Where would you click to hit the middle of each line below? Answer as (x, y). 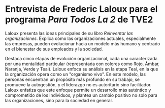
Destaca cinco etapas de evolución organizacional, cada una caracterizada (81, 58)
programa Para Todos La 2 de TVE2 (79, 19)
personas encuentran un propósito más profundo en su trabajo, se (72, 79)
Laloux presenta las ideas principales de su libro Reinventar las (69, 33)
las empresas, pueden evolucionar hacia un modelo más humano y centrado (82, 43)
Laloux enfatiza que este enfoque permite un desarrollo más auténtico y (78, 90)
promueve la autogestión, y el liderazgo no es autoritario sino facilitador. (78, 84)
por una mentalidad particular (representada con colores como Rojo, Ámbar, (82, 64)
